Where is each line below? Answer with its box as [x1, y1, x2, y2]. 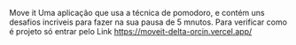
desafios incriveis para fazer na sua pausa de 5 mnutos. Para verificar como [9, 17, 288, 27]
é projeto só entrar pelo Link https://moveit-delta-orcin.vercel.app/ [9, 26, 253, 36]
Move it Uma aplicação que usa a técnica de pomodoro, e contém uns [9, 8, 265, 18]
